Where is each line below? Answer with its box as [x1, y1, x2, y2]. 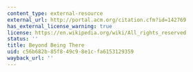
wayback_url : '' [7, 55, 54, 62]
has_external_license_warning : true [7, 23, 112, 29]
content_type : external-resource [7, 10, 103, 17]
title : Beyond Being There [7, 42, 85, 49]
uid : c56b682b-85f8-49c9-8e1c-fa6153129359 [7, 49, 134, 56]
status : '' [7, 36, 39, 43]
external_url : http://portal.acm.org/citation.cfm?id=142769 [7, 16, 187, 23]
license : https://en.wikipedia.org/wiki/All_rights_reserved [7, 29, 187, 36]
